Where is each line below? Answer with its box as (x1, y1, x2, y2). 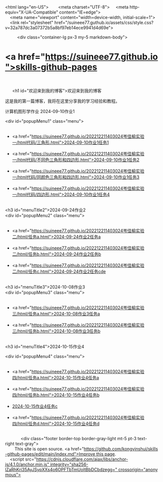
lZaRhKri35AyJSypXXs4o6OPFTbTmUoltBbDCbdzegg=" (5, 466, 117, 472)
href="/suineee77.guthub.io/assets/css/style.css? (54, 19, 154, 25)
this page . (96, 451, 116, 457)
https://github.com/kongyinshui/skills (83, 445, 158, 452)
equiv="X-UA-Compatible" (5, 9, 58, 15)
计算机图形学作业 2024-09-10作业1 (5, 108, 75, 114)
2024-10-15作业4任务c (12, 403, 58, 409)
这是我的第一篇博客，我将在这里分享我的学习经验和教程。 (5, 98, 120, 104)
